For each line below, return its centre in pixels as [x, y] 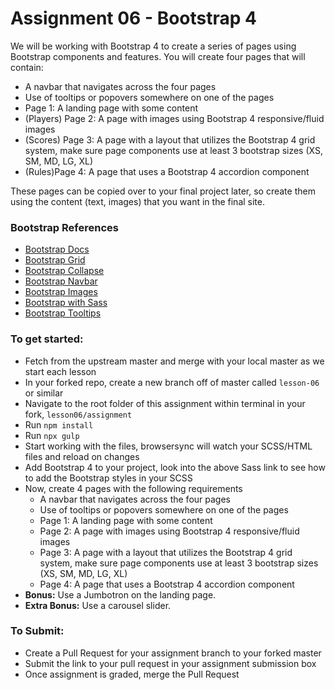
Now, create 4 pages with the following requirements [133, 488]
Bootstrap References [64, 227]
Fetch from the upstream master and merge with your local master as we [174, 361]
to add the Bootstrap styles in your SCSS [108, 478]
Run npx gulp [52, 435]
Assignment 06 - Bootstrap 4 [133, 18]
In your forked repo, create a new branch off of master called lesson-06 [172, 382]
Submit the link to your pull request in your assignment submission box [170, 663]
